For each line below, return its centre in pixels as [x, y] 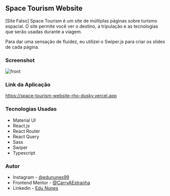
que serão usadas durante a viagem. [44, 31]
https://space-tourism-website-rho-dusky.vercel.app [61, 96]
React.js [21, 125]
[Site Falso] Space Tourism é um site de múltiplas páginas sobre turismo [81, 20]
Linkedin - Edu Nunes [35, 188]
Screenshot [20, 60]
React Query [26, 136]
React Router [26, 131]
